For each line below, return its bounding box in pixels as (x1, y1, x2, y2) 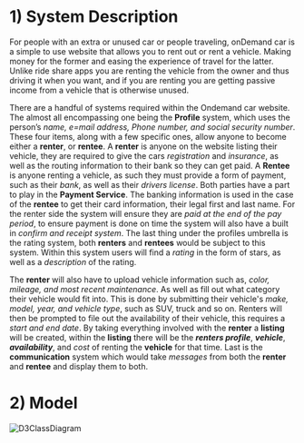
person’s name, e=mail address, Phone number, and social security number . (9, 121, 296, 133)
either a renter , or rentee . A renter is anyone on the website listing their (9, 141, 279, 152)
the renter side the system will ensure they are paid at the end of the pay (9, 208, 282, 219)
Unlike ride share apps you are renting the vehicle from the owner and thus (9, 65, 289, 76)
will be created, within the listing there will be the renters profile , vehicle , (9, 331, 286, 342)
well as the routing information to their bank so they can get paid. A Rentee (9, 160, 290, 171)
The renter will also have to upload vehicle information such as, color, (9, 274, 270, 285)
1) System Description (9, 6, 179, 27)
